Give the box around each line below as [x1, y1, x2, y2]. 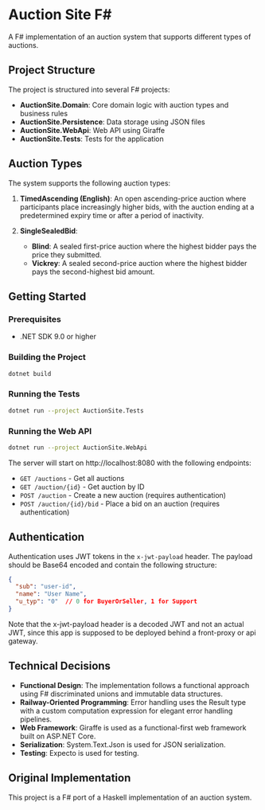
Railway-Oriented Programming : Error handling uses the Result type [19, 697, 247, 706]
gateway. [8, 636, 38, 646]
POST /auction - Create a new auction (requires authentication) [19, 490, 227, 499]
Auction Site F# [8, 6, 112, 24]
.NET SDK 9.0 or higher [19, 332, 97, 342]
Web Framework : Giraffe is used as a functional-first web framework [19, 722, 247, 732]
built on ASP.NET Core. [19, 731, 96, 741]
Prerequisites [8, 313, 61, 324]
